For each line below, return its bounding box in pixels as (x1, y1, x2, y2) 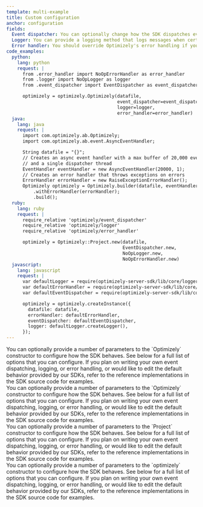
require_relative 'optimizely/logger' (22, 223, 120, 229)
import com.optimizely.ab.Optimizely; (22, 133, 120, 139)
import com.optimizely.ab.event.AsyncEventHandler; (22, 138, 155, 144)
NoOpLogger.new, (122, 250, 164, 257)
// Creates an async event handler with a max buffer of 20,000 (22, 155, 188, 161)
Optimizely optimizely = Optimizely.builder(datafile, (22, 183, 164, 189)
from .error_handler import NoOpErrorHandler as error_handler (22, 71, 185, 77)
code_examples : (6, 49, 45, 55)
